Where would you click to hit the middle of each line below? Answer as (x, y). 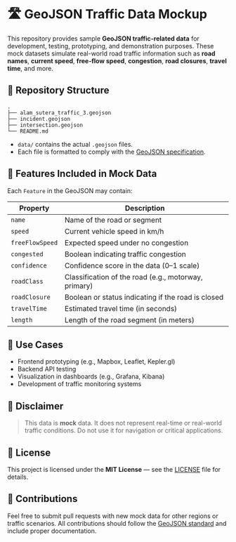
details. (18, 477)
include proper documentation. (52, 531)
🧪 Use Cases (35, 344)
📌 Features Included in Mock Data (82, 174)
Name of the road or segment (113, 220)
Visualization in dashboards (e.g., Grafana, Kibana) (91, 376)
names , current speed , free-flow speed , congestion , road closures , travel (117, 60)
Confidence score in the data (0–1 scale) (132, 265)
